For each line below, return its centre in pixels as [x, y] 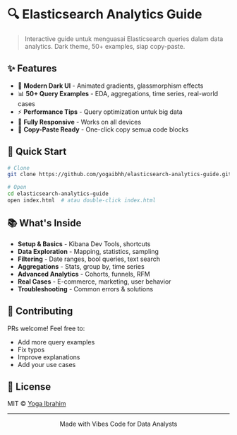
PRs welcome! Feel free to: [46, 328]
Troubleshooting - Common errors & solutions [85, 289]
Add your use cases [47, 364]
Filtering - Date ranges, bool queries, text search [89, 259]
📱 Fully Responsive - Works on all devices [79, 122]
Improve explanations [49, 357]
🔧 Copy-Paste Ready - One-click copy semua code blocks [103, 129]
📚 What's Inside [44, 223]
